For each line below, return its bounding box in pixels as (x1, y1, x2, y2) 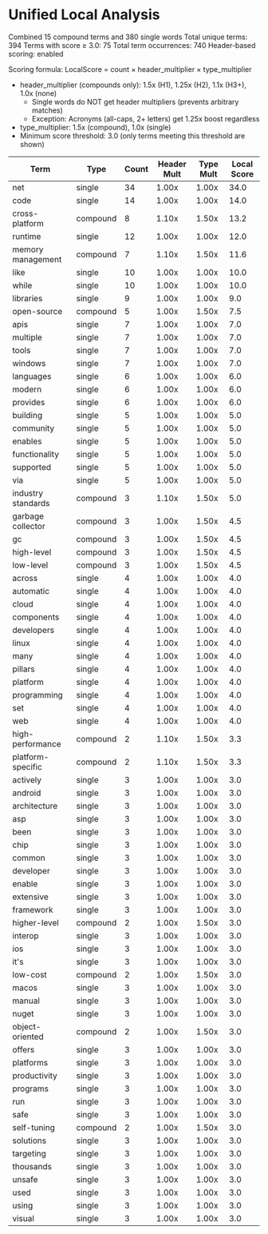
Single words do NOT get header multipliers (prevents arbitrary (31, 97, 239, 106)
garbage (12, 510, 45, 521)
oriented (12, 1031, 44, 1042)
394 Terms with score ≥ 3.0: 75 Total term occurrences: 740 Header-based (8, 40, 256, 50)
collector (12, 520, 45, 531)
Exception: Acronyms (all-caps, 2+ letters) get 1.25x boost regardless (31, 113, 260, 123)
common (12, 852, 45, 863)
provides (12, 396, 45, 408)
